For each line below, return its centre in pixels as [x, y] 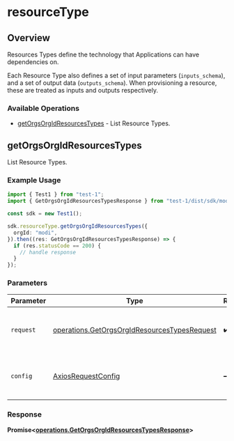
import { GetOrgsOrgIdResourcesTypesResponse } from [85, 201]
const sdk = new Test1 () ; [45, 214]
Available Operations [44, 108]
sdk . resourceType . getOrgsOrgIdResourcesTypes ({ [78, 226]
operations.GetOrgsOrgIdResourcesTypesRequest [135, 330]
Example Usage [34, 180]
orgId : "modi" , [36, 233]
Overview [29, 38]
